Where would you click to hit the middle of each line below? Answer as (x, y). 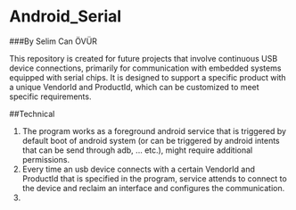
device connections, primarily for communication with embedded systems (145, 68)
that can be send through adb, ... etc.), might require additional (137, 150)
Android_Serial (66, 17)
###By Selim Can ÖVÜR (53, 41)
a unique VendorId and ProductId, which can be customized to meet (135, 87)
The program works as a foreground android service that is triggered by (154, 130)
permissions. (45, 159)
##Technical (32, 113)
